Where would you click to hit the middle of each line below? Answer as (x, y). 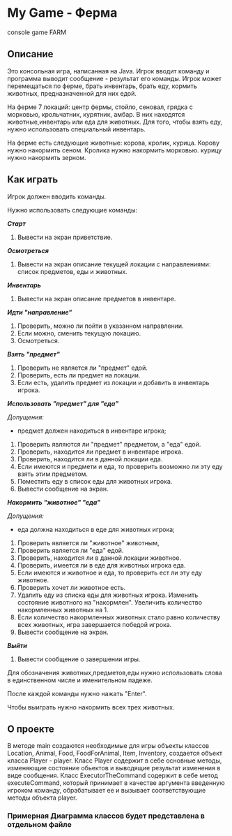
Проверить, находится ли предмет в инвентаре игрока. (100, 452)
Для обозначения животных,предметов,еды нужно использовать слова (115, 672)
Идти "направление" (40, 312)
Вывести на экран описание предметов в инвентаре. (96, 298)
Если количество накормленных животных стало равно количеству (119, 617)
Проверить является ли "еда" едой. (70, 550)
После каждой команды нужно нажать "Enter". (77, 693)
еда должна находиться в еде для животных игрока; (96, 529)
